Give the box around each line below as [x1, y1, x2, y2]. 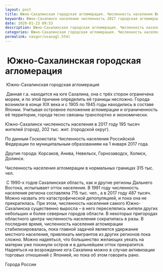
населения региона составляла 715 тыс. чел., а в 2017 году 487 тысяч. [5, 190, 151, 196]
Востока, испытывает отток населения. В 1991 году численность [5, 184, 139, 190]
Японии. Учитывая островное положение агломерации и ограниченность [5, 107, 158, 112]
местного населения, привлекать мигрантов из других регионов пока [5, 231, 151, 237]
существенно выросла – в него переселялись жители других [31, 205, 158, 211]
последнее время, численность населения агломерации [5, 221, 123, 227]
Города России [5, 261, 36, 267]
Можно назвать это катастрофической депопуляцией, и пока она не [5, 195, 147, 201]
